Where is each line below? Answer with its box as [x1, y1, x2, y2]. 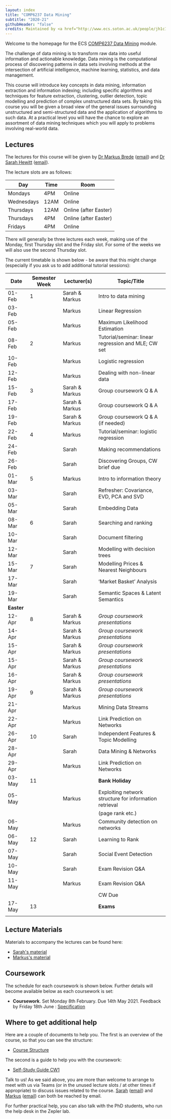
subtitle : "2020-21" [5, 17, 49, 22]
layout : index [5, 7, 36, 13]
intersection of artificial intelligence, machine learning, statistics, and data [5, 67, 160, 73]
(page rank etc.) [98, 810, 137, 817]
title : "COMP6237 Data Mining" [5, 12, 72, 17]
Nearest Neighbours [98, 566, 147, 574]
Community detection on [98, 818, 158, 825]
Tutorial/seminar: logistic [98, 427, 158, 435]
